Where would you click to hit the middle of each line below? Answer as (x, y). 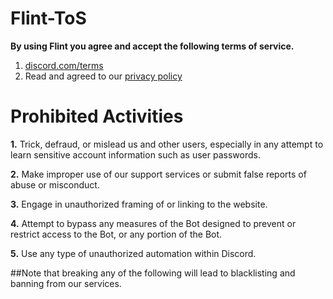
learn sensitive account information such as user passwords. (135, 154)
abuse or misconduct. (55, 184)
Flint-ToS (48, 18)
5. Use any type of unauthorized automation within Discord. (133, 253)
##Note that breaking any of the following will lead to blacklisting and (153, 273)
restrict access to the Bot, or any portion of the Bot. (116, 234)
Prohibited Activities (97, 116)
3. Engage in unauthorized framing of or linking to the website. (139, 204)
